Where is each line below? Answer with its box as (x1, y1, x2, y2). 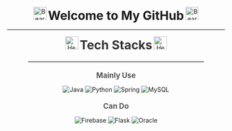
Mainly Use (96, 71, 136, 80)
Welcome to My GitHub (47, 8, 185, 24)
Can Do (103, 101, 129, 111)
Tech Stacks (79, 37, 153, 53)
